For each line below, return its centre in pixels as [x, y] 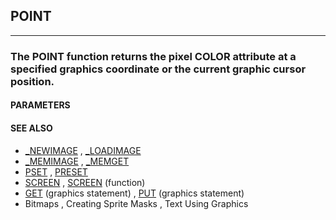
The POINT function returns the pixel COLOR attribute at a [153, 56]
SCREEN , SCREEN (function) [85, 182]
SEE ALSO [31, 128]
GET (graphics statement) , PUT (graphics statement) [134, 193]
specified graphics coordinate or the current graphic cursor [158, 69]
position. [32, 81]
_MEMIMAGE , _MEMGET [77, 161]
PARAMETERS [40, 105]
